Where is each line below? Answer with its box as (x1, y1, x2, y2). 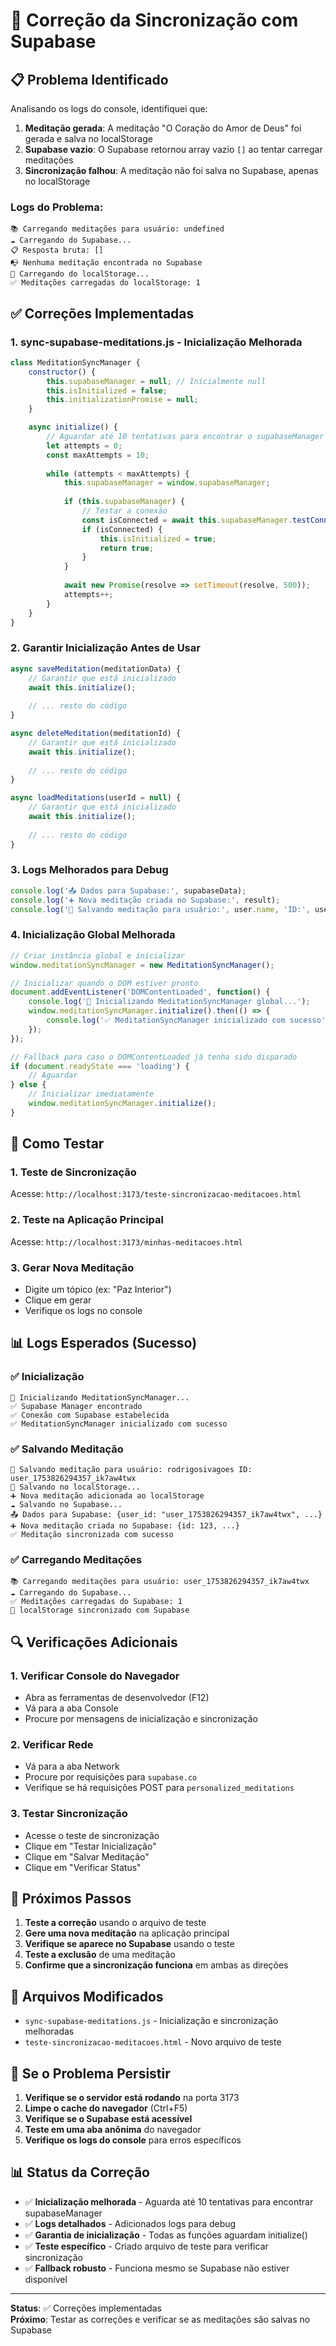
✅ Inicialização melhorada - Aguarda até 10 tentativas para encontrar (24, 2195, 314, 2208)
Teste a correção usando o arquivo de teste (24, 1917, 207, 1929)
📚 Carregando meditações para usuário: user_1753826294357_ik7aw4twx (10, 1577, 310, 1587)
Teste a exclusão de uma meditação (24, 1949, 176, 1961)
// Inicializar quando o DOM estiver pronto (10, 978, 199, 988)
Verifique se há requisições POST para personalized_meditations (24, 1782, 295, 1794)
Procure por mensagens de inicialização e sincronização (24, 1713, 258, 1724)
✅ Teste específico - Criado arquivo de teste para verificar (24, 2240, 269, 2252)
